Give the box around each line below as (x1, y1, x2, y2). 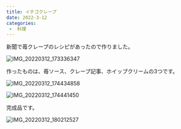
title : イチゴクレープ (6, 8, 57, 15)
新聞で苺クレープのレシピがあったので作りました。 (6, 43, 134, 50)
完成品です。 (6, 104, 38, 111)
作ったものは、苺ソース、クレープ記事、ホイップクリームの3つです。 (6, 68, 179, 75)
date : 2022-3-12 (6, 15, 47, 21)
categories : (6, 20, 36, 26)
